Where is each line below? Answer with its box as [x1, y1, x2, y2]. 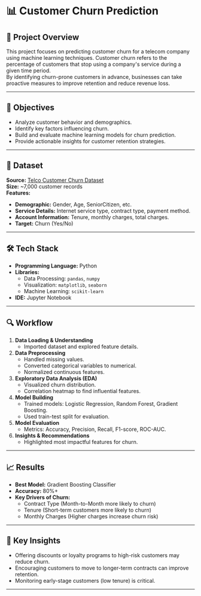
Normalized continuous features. [23, 369, 105, 376]
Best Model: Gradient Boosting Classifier [14, 481, 117, 488]
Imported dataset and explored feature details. [23, 343, 139, 350]
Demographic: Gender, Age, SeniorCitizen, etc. [14, 200, 132, 208]
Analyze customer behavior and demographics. [14, 118, 132, 126]
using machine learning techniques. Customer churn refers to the [6, 54, 167, 61]
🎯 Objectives [6, 102, 55, 113]
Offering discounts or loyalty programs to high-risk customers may [14, 551, 179, 559]
